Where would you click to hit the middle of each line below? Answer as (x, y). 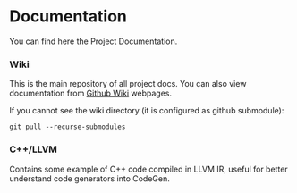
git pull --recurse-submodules (68, 127)
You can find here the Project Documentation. (93, 41)
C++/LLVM (34, 149)
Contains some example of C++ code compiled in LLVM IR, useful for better (148, 169)
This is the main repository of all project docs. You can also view (128, 84)
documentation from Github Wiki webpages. (91, 93)
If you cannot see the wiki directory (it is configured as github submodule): (147, 111)
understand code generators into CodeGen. (89, 178)
